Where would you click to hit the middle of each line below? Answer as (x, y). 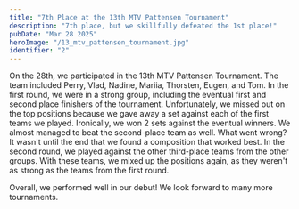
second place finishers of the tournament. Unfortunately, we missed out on (147, 104)
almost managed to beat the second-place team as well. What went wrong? (148, 133)
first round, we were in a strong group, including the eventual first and (137, 95)
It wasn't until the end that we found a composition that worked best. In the (147, 142)
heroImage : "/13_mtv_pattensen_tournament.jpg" (100, 42)
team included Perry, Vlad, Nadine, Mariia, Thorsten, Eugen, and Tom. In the (149, 85)
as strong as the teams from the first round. (89, 171)
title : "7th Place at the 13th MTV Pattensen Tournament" (119, 17)
